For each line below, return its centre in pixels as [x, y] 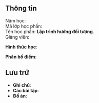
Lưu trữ [17, 73]
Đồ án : [20, 96]
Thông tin [21, 8]
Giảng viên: [17, 37]
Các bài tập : [26, 90]
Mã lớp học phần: [24, 26]
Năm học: [16, 20]
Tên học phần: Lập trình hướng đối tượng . [50, 31]
